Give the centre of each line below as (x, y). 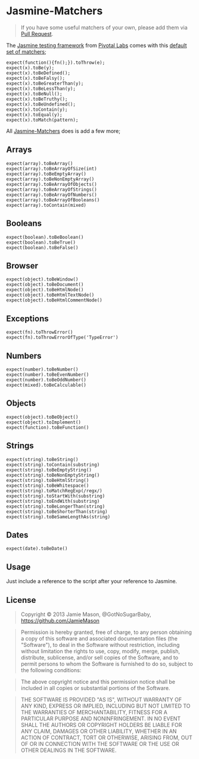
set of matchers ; (26, 51)
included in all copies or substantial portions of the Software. (95, 688)
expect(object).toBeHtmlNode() (45, 290)
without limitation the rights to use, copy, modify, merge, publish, (100, 651)
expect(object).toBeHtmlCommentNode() (54, 300)
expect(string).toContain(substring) (53, 465)
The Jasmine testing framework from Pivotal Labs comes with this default (97, 45)
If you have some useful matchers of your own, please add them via (104, 27)
